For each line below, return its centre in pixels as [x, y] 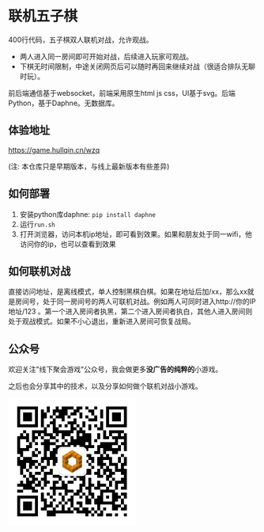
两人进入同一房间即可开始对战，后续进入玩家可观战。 [106, 56]
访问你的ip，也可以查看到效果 [68, 244]
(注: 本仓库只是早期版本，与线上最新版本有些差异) [89, 166]
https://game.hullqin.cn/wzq [54, 150]
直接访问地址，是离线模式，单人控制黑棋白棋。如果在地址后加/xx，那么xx [128, 292]
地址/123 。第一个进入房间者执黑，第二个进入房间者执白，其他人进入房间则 [130, 312]
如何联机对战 [40, 271]
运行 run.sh [37, 224]
